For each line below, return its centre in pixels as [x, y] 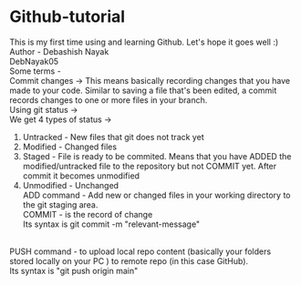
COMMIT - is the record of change [88, 214]
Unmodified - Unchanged [71, 185]
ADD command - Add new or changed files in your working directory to [156, 195]
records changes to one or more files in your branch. [109, 100]
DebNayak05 [34, 61]
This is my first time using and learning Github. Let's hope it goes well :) [144, 42]
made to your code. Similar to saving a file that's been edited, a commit [143, 90]
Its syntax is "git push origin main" [74, 270]
